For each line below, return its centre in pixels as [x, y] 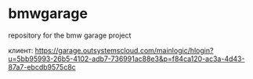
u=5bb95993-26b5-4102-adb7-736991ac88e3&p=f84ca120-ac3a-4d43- [127, 59]
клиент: [21, 50]
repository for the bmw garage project [70, 35]
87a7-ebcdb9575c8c [42, 66]
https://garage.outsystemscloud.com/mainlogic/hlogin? [124, 50]
